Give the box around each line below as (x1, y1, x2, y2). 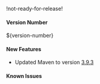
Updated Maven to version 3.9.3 (14, 59, 94, 66)
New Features (6, 45, 42, 52)
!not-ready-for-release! (6, 5, 63, 12)
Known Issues (6, 73, 42, 79)
